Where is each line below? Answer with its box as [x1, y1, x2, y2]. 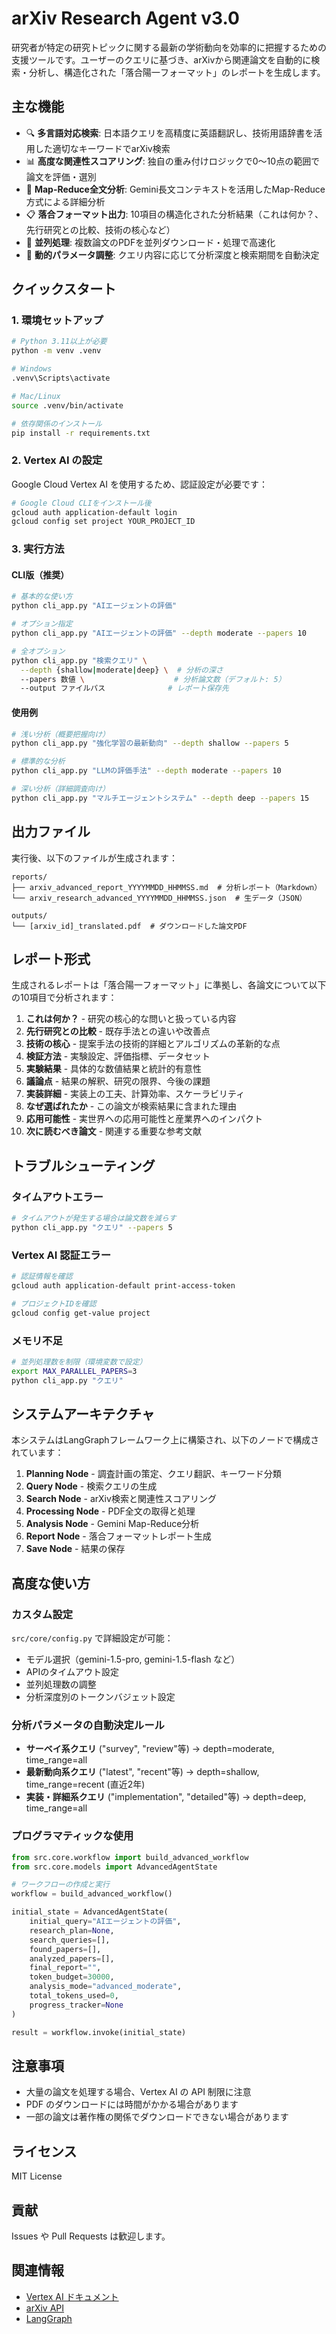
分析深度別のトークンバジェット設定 [25, 1691, 176, 1703]
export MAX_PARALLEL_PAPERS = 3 [11, 1366, 138, 1376]
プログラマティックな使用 [11, 1829, 134, 1843]
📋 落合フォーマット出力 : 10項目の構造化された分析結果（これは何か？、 [25, 208, 324, 220]
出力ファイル [11, 823, 91, 841]
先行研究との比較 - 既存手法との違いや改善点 [25, 1025, 211, 1037]
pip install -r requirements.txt [11, 428, 151, 438]
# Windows [11, 364, 53, 374]
